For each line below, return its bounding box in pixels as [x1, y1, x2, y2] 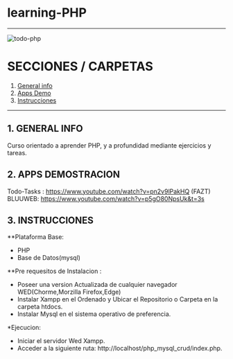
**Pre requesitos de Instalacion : [7, 267, 102, 275]
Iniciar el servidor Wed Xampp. [17, 337, 105, 345]
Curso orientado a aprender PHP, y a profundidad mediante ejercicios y [7, 141, 212, 150]
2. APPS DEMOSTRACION [7, 168, 120, 181]
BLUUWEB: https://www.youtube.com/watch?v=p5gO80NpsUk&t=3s [7, 194, 205, 202]
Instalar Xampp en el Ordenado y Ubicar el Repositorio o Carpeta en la [17, 295, 218, 304]
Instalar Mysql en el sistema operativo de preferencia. [17, 310, 171, 318]
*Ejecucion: [7, 324, 42, 332]
